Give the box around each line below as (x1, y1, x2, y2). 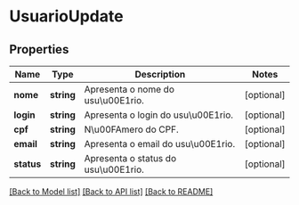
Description (134, 69, 186, 80)
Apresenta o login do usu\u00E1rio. (84, 109, 234, 121)
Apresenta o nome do (84, 83, 175, 95)
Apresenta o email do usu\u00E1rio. (84, 138, 236, 150)
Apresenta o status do (84, 152, 176, 164)
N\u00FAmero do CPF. (84, 123, 180, 135)
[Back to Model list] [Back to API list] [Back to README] (9, 186, 214, 197)
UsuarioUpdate (9, 6, 124, 27)
